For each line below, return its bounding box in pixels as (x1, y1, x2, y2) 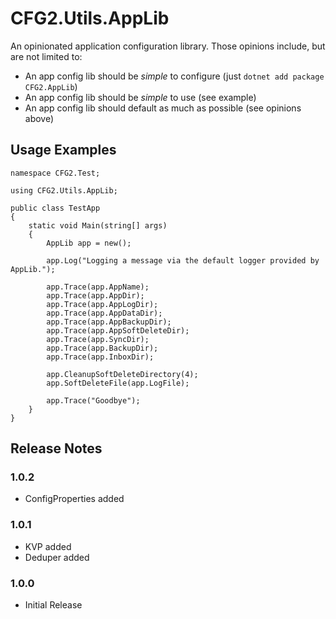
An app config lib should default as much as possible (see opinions (24, 102, 302, 114)
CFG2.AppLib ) (24, 80, 78, 92)
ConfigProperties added (24, 493, 125, 505)
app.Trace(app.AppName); (46, 282, 150, 292)
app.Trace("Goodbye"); (46, 395, 141, 406)
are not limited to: (10, 50, 83, 62)
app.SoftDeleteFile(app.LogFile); (46, 378, 190, 388)
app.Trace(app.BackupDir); (46, 343, 159, 353)
